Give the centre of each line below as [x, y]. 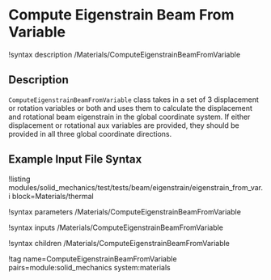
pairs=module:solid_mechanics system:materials [90, 267]
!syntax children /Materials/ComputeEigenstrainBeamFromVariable [119, 243]
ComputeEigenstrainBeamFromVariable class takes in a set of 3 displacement [133, 100]
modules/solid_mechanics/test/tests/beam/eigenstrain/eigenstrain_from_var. [136, 187]
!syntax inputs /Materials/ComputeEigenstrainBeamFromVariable [116, 227]
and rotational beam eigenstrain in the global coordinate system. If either [129, 117]
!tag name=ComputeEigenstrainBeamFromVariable [93, 259]
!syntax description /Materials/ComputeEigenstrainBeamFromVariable [125, 54]
